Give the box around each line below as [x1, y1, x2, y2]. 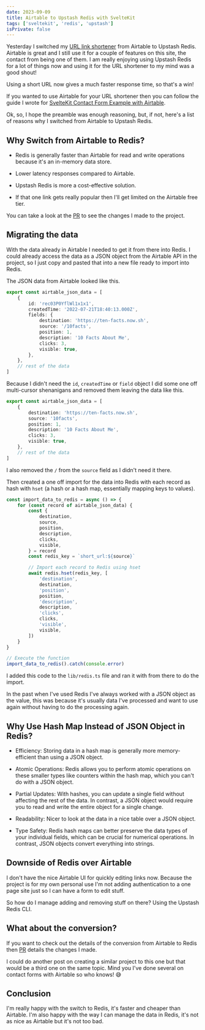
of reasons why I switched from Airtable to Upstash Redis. [6, 118, 153, 125]
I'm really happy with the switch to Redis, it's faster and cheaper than [6, 1005, 181, 1012]
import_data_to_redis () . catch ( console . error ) [6, 661, 124, 667]
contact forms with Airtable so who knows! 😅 [6, 971, 122, 978]
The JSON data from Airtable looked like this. [6, 277, 121, 285]
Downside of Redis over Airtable [6, 858, 132, 868]
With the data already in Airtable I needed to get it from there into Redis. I [6, 246, 191, 253]
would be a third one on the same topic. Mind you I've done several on [6, 964, 184, 971]
